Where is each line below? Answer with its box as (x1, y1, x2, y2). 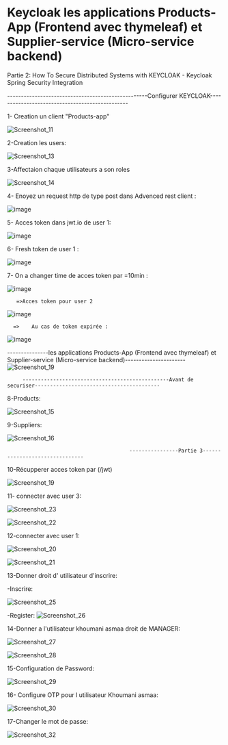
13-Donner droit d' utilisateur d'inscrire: (7, 571, 118, 579)
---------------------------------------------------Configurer (7, 91, 178, 100)
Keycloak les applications (7, 5, 156, 21)
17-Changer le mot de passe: (7, 717, 89, 725)
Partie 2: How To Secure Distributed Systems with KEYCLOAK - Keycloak (7, 71, 212, 79)
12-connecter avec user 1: (7, 531, 80, 540)
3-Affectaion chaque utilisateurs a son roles (7, 165, 130, 173)
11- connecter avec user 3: (7, 492, 82, 500)
